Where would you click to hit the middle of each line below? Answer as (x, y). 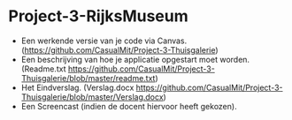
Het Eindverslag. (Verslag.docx (77, 87)
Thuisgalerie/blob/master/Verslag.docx (92, 97)
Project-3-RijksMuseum (99, 16)
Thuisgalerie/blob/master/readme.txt (88, 78)
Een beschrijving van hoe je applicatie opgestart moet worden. (135, 59)
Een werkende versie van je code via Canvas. (104, 41)
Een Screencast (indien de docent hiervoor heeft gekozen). (129, 106)
